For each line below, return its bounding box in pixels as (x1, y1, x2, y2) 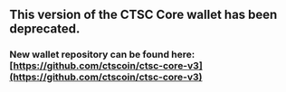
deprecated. (9, 22, 81, 37)
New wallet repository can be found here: (9, 49, 195, 61)
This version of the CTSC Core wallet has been (9, 7, 278, 23)
